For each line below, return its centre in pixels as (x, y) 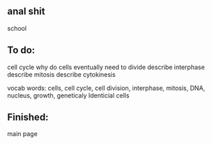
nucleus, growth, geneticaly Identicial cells (68, 95)
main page (23, 134)
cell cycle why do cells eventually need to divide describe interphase (106, 67)
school (17, 28)
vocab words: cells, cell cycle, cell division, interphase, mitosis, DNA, (106, 88)
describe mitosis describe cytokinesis (62, 74)
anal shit (26, 12)
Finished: (28, 117)
